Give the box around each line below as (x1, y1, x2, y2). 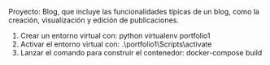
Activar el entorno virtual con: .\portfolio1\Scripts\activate (20, 39, 212, 49)
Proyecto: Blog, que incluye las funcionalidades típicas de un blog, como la (8, 7, 260, 16)
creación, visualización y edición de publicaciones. (8, 15, 179, 25)
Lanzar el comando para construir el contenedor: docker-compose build (20, 48, 263, 57)
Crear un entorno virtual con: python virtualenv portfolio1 (20, 31, 211, 40)
